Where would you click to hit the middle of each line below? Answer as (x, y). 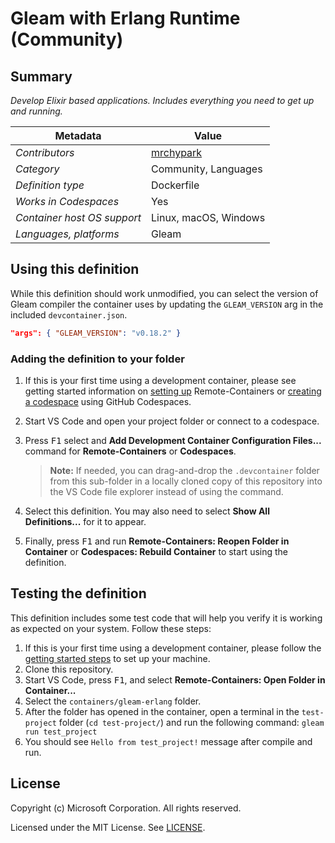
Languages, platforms (67, 234)
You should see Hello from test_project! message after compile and (168, 741)
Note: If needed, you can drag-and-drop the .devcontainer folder (184, 470)
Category (37, 169)
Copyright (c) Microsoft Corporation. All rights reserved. (126, 808)
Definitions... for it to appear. (85, 521)
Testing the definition (78, 593)
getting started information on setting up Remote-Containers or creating (173, 391)
